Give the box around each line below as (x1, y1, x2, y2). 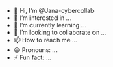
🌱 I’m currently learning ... (13, 21, 87, 29)
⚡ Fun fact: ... (13, 53, 51, 62)
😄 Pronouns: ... (13, 46, 58, 54)
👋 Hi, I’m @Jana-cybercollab (13, 7, 95, 14)
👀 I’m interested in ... (13, 14, 72, 22)
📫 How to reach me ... (13, 36, 77, 44)
